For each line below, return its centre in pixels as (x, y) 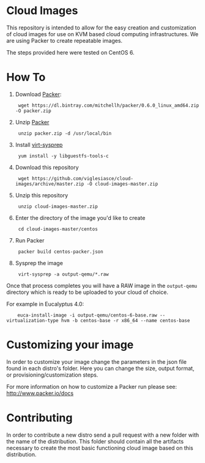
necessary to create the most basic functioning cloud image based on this (100, 448)
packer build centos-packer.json (61, 252)
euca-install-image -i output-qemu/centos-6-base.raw (87, 315)
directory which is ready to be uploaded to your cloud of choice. (87, 292)
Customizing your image (70, 345)
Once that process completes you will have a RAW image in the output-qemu (102, 285)
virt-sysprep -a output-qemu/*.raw (63, 274)
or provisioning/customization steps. (52, 375)
